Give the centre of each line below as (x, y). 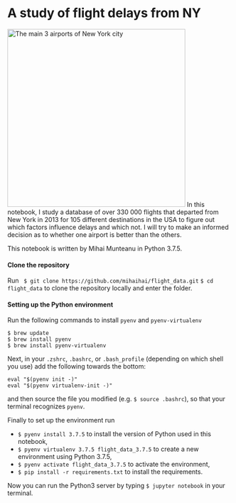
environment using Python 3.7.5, (65, 457)
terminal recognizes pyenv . (46, 406)
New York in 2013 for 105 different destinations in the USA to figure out (111, 219)
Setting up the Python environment (60, 305)
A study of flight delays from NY (104, 13)
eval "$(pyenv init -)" (43, 380)
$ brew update (28, 333)
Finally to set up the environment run (61, 420)
